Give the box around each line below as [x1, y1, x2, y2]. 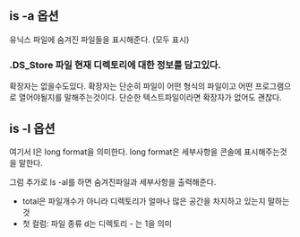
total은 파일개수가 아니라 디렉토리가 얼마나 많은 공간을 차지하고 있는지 [21, 196, 266, 206]
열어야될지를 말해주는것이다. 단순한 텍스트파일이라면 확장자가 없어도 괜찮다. [18, 92, 282, 103]
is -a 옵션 [9, 8, 60, 24]
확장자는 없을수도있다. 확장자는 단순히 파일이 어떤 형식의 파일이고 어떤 [9, 81, 253, 92]
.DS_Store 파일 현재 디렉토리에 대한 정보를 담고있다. [9, 58, 221, 71]
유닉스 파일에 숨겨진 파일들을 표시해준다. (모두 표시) [9, 34, 190, 45]
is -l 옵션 [9, 120, 56, 136]
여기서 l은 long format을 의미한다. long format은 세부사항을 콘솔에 [9, 146, 242, 157]
